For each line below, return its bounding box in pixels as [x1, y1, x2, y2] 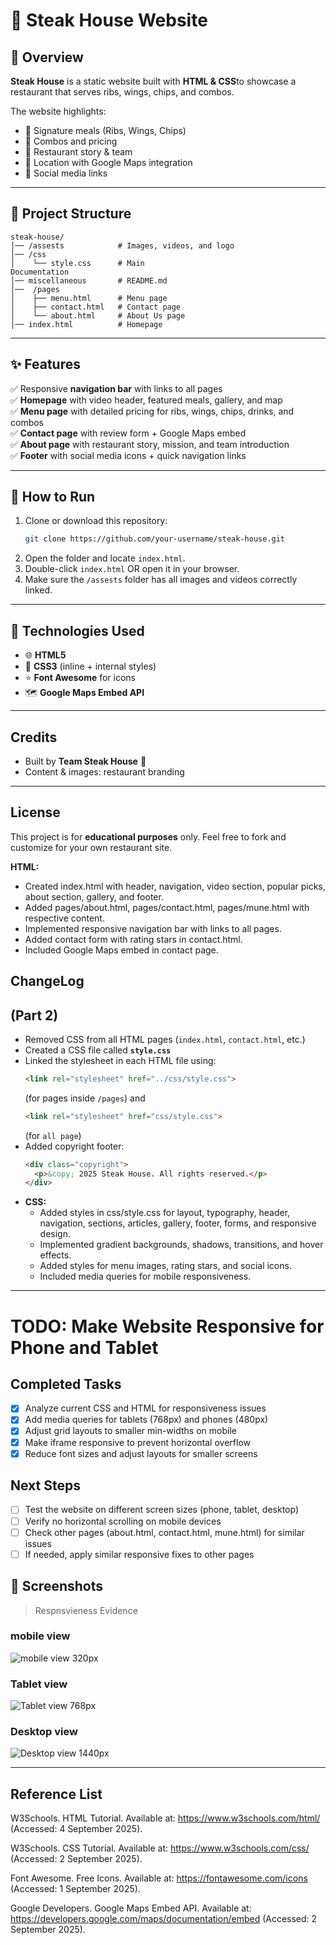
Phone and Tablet [10, 1336, 159, 1359]
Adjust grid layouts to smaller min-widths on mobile [24, 1425, 237, 1437]
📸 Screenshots [10, 1578, 104, 1595]
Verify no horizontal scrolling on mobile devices [24, 1515, 222, 1527]
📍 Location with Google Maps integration [24, 157, 193, 168]
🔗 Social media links [24, 167, 108, 179]
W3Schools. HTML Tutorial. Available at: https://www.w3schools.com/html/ [10, 1812, 321, 1824]
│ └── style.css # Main [10, 258, 145, 268]
